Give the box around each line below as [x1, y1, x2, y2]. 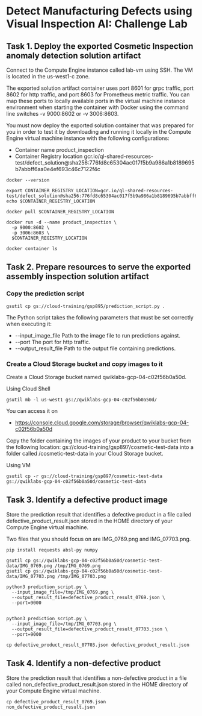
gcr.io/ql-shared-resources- [84, 152, 154, 160]
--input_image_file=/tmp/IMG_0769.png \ [11, 589, 114, 595]
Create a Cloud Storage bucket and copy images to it [6, 360, 164, 368]
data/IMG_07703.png [6, 573, 55, 579]
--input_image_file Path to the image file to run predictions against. [14, 331, 181, 339]
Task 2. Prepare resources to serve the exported [6, 262, 191, 272]
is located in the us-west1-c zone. [6, 73, 90, 80]
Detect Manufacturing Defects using [6, 4, 192, 18]
